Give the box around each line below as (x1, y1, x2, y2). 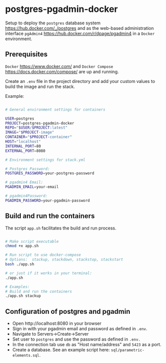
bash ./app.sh (5, 262, 35, 267)
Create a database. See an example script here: (12, 347, 110, 353)
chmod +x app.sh (5, 243, 39, 249)
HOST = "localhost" (5, 139, 41, 144)
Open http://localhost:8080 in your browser (12, 320, 102, 326)
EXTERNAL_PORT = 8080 (5, 148, 46, 153)
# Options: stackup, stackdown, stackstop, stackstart (5, 257, 123, 262)
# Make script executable (5, 239, 59, 244)
